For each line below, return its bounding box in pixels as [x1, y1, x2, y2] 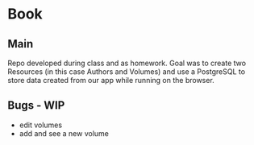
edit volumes [19, 120, 62, 130]
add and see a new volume [19, 128, 110, 138]
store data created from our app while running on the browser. [7, 76, 214, 85]
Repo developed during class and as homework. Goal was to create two [7, 58, 247, 68]
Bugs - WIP [7, 98, 65, 113]
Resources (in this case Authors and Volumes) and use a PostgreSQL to [7, 67, 246, 77]
